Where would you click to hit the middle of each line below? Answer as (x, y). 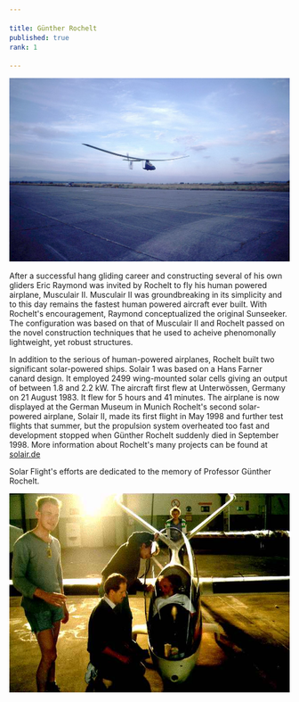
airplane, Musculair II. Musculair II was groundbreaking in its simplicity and (146, 295)
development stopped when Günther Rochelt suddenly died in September (144, 435)
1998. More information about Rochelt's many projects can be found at (139, 445)
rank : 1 (24, 47)
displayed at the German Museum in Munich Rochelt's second (123, 407)
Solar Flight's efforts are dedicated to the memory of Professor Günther (140, 472)
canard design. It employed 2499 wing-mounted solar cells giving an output (148, 378)
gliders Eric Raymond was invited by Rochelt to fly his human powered (138, 285)
